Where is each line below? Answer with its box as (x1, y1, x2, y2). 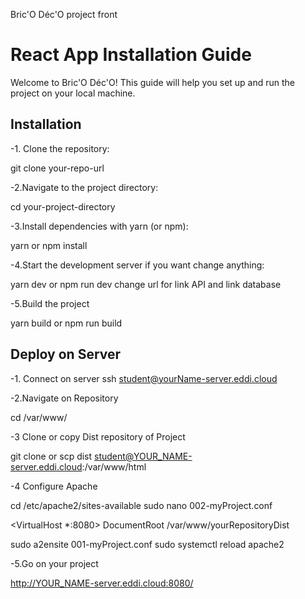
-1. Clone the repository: (10, 142, 110, 154)
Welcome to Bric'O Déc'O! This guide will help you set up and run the (10, 76, 296, 88)
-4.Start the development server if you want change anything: (10, 259, 265, 271)
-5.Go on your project (10, 557, 99, 569)
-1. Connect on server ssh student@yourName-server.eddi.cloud (10, 372, 278, 384)
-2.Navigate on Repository (10, 392, 119, 404)
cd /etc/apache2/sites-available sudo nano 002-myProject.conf (10, 499, 273, 511)
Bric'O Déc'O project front (10, 9, 118, 20)
